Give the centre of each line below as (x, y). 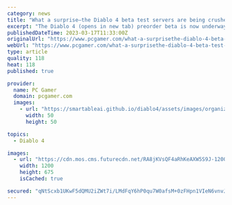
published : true (30, 71)
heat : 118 (21, 65)
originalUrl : (26, 39)
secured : (20, 191)
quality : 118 (26, 58)
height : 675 (37, 173)
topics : (18, 134)
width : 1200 (37, 166)
